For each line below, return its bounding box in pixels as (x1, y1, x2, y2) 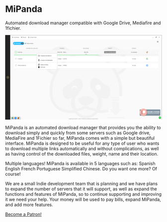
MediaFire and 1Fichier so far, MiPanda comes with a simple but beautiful (5, 135, 155, 141)
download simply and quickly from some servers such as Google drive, (5, 130, 151, 136)
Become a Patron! (5, 211, 42, 217)
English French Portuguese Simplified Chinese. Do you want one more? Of (5, 166, 158, 171)
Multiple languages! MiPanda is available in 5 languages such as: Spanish (5, 160, 156, 166)
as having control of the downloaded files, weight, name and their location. (5, 151, 158, 157)
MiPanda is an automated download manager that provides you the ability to (5, 124, 161, 130)
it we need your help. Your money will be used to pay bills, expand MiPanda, (5, 196, 162, 202)
